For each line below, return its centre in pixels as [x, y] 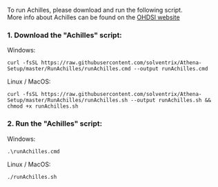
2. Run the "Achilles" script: [55, 124]
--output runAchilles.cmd [171, 69]
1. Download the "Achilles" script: [65, 35]
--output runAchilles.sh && [171, 100]
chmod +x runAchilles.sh [43, 106]
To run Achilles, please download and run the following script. [95, 10]
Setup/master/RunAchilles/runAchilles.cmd [69, 69]
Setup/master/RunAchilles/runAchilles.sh [68, 100]
